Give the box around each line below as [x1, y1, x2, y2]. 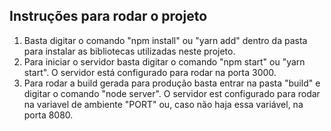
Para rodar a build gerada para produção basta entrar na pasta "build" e [23, 77, 321, 89]
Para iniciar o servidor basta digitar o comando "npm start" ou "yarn [23, 55, 306, 68]
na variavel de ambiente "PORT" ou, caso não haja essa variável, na [23, 98, 304, 110]
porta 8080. [23, 109, 74, 121]
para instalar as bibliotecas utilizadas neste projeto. [23, 45, 236, 57]
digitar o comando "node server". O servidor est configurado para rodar [23, 87, 321, 99]
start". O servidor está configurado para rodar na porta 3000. [23, 66, 277, 78]
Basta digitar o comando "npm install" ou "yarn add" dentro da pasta [23, 34, 308, 46]
